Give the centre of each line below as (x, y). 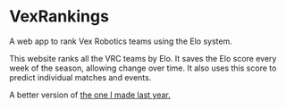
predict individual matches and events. (80, 77)
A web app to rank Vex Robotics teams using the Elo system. (121, 41)
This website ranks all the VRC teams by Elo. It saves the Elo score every (143, 58)
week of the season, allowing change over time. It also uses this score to (143, 68)
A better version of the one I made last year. (90, 95)
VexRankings (59, 17)
